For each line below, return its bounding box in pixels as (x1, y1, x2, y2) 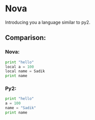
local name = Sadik (5, 69, 45, 74)
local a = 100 (5, 64, 34, 69)
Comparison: (5, 34, 46, 42)
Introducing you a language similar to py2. (5, 19, 91, 25)
